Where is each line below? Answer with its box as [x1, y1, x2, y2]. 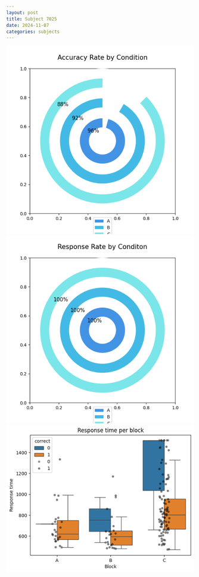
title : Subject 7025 [6, 16, 58, 22]
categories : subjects [6, 29, 60, 35]
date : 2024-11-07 [6, 22, 49, 28]
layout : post [6, 10, 39, 16]
